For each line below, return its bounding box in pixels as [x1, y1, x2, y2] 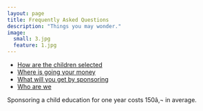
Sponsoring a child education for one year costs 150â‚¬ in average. [7, 96, 197, 103]
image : [7, 29, 26, 36]
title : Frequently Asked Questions [7, 16, 109, 23]
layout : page [7, 10, 45, 17]
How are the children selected [17, 61, 103, 69]
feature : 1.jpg [13, 42, 57, 49]
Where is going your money [17, 68, 96, 76]
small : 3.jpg [13, 36, 51, 42]
